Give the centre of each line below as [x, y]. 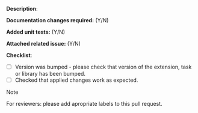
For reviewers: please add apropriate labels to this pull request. [84, 104]
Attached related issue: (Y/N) [44, 44]
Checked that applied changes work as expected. [76, 80]
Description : [22, 9]
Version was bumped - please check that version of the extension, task [103, 67]
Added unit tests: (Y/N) [36, 32]
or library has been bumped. [50, 74]
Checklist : [19, 55]
